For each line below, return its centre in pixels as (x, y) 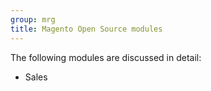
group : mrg (33, 19)
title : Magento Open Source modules (86, 29)
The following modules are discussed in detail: (106, 57)
